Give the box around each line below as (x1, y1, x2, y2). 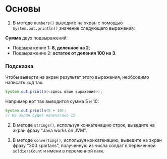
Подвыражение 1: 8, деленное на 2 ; (12, 44, 90, 50)
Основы (5, 3, 41, 15)
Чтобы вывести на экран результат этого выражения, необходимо (5, 74, 149, 80)
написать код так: (5, 79, 44, 86)
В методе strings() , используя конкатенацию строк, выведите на (12, 122, 155, 128)
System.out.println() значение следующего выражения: (12, 25, 135, 31)
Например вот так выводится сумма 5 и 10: (5, 98, 99, 104)
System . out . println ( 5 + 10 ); (5, 108, 67, 114)
